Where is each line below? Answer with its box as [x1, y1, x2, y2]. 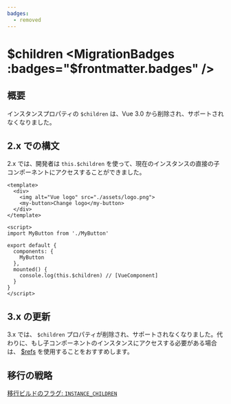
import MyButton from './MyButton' [7, 230, 109, 237]
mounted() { [13, 266, 48, 273]
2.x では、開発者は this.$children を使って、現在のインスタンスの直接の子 [7, 160, 220, 168]
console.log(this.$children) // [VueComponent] [19, 273, 158, 279]
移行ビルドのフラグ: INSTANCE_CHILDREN [7, 389, 118, 397]
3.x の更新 [7, 310, 51, 322]
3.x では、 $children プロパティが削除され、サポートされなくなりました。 [7, 330, 217, 339]
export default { [7, 242, 57, 249]
